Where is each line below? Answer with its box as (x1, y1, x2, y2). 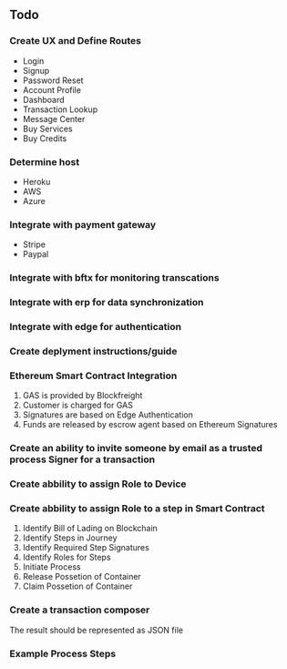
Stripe (22, 239, 46, 250)
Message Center (22, 113, 86, 124)
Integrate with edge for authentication (9, 321, 182, 334)
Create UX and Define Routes (9, 35, 141, 47)
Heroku (22, 176, 51, 187)
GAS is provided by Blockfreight (22, 390, 143, 401)
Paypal (22, 249, 49, 260)
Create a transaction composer (9, 603, 150, 616)
